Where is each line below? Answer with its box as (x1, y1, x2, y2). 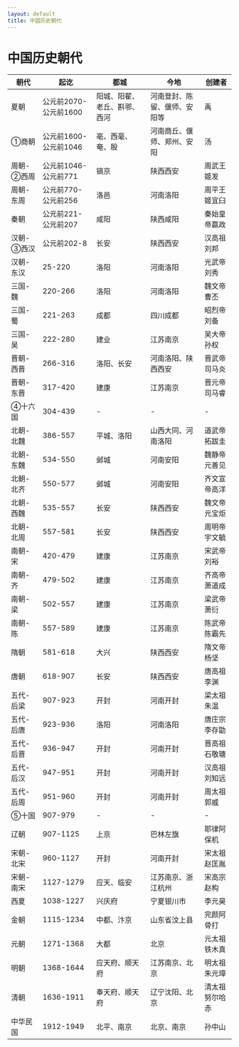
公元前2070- (42, 97, 87, 107)
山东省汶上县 (150, 915, 193, 925)
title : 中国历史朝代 (7, 17, 62, 24)
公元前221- (42, 209, 83, 219)
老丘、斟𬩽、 (95, 102, 139, 112)
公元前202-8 (42, 238, 87, 248)
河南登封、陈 (150, 91, 193, 101)
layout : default (7, 10, 55, 18)
